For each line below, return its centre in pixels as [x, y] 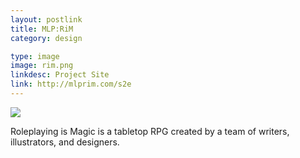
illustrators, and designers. [65, 142]
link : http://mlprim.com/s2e [71, 84]
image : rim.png [42, 66]
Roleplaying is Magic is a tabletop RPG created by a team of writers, [150, 131]
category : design [46, 38]
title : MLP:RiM [42, 29]
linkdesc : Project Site [60, 75]
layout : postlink [46, 19]
